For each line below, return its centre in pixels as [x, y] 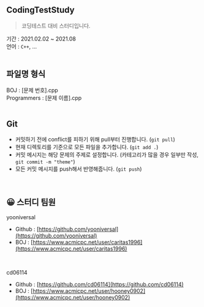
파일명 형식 [26, 74]
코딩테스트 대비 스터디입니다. [56, 25]
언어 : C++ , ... [22, 46]
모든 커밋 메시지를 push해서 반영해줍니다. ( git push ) [78, 169]
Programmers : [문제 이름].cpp [44, 98]
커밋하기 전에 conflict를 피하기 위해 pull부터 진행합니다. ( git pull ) [95, 139]
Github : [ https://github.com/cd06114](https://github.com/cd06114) [99, 284]
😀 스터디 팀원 [31, 202]
